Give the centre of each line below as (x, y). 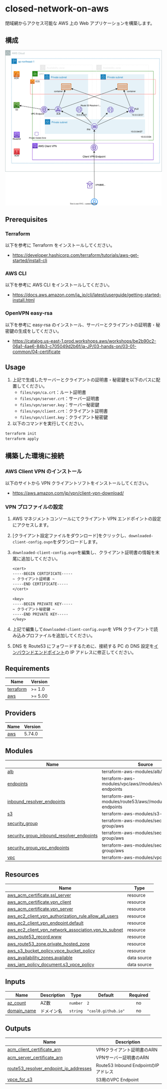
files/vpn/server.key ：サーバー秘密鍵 (59, 405)
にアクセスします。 (32, 525)
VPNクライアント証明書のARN (127, 1050)
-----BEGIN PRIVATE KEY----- (42, 604)
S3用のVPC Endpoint (118, 1080)
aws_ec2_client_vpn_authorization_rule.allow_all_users (63, 916)
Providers (21, 713)
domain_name (22, 1011)
